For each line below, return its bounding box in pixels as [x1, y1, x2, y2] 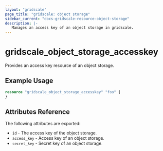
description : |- [5, 21, 38, 26]
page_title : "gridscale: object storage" [5, 12, 91, 17]
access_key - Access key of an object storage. [12, 135, 105, 141]
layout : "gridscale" [5, 7, 47, 12]
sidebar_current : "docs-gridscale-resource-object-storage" [5, 16, 130, 21]
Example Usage [5, 77, 54, 85]
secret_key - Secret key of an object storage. [12, 140, 103, 147]
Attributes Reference [5, 108, 70, 116]
